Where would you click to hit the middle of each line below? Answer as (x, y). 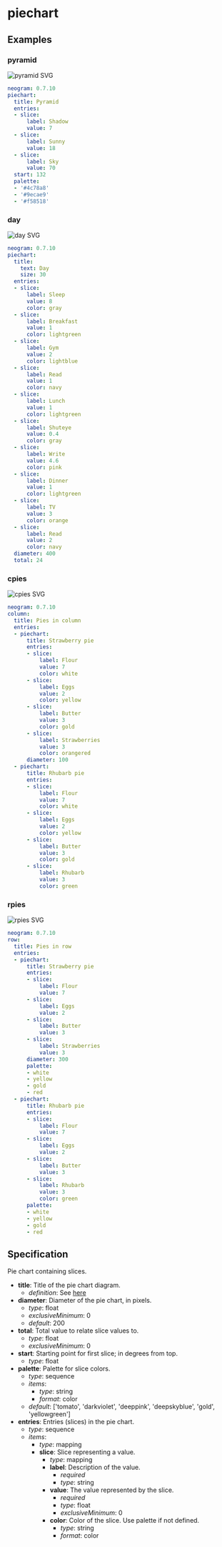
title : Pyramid (36, 101)
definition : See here (57, 1293)
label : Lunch (46, 401)
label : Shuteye (49, 427)
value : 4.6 (42, 461)
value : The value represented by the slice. (112, 1490)
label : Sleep (46, 295)
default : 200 (47, 1323)
